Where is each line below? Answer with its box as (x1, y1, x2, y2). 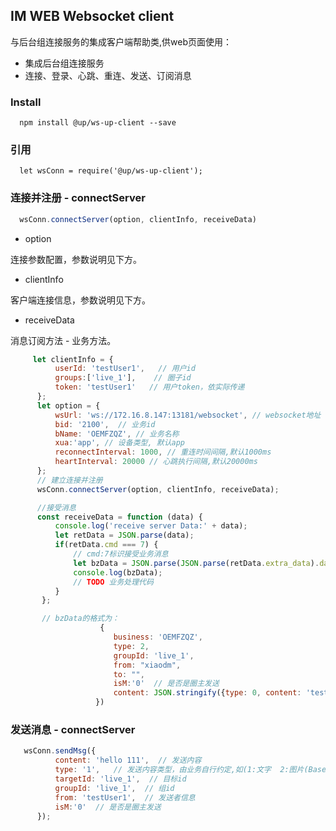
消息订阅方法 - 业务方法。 (10, 334, 117, 346)
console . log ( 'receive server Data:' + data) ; (54, 521, 248, 531)
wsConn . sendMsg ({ (23, 746, 97, 756)
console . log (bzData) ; (73, 567, 163, 578)
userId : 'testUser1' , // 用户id (54, 364, 196, 374)
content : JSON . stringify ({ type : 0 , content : (113, 688, 302, 698)
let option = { (36, 400, 101, 411)
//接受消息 (36, 502, 77, 513)
